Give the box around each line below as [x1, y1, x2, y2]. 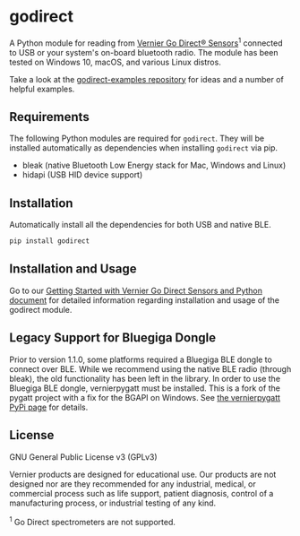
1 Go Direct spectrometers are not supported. [9, 514, 176, 527]
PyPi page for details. [9, 402, 89, 412]
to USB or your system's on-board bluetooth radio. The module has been [9, 47, 279, 57]
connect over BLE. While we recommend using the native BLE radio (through [9, 363, 292, 374]
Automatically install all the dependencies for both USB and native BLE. [9, 220, 271, 230]
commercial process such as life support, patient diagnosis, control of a [9, 488, 274, 498]
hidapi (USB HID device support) [21, 169, 143, 180]
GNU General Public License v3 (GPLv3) [9, 451, 159, 463]
